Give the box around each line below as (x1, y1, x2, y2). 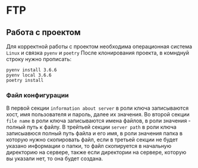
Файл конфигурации (6, 91, 69, 99)
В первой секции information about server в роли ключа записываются (6, 104, 189, 112)
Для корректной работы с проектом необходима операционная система (6, 43, 192, 50)
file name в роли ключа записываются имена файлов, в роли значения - (6, 117, 191, 125)
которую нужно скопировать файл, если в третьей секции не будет (6, 136, 178, 143)
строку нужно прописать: (6, 56, 72, 62)
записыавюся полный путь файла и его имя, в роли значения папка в (6, 130, 183, 137)
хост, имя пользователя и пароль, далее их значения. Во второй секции (6, 111, 190, 118)
